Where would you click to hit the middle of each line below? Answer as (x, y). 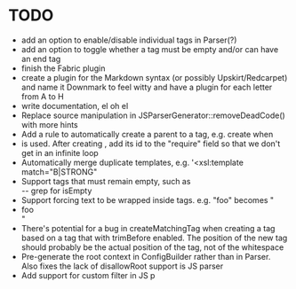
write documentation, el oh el (75, 105)
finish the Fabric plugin (63, 68)
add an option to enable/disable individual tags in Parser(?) (129, 40)
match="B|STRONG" (59, 172)
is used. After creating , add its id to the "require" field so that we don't (151, 144)
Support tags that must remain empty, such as (106, 181)
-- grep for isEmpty (56, 191)
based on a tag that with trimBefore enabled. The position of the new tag (154, 238)
